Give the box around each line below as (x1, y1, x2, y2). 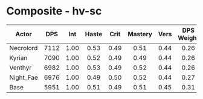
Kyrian (9, 53, 28, 62)
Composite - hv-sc (6, 4, 102, 18)
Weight (178, 33, 199, 42)
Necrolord (9, 43, 38, 52)
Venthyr (9, 63, 32, 72)
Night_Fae (9, 73, 38, 81)
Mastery (127, 30, 153, 38)
